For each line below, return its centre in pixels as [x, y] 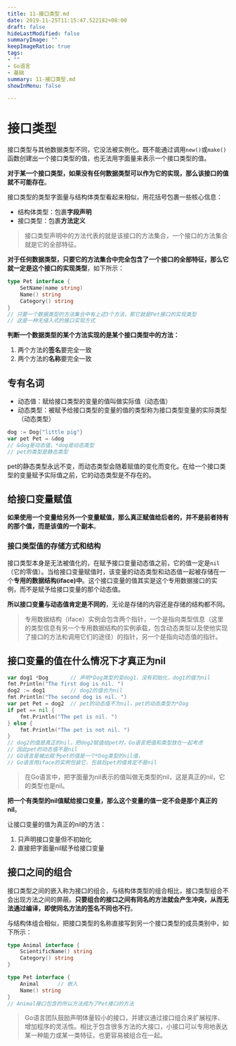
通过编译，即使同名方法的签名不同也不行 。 [75, 908]
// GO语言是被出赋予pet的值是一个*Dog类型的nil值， [76, 756]
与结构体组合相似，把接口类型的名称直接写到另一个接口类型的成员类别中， [115, 923]
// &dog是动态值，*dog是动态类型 [51, 445]
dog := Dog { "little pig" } [45, 432]
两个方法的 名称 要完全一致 [54, 359]
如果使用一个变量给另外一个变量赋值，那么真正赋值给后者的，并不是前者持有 [118, 517]
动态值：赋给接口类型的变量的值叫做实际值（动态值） [94, 401]
